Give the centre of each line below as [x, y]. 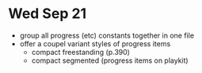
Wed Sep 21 [48, 14]
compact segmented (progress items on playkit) [110, 60]
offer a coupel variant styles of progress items [95, 43]
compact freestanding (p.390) [81, 52]
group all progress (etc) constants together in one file [107, 35]
